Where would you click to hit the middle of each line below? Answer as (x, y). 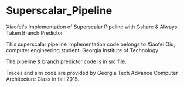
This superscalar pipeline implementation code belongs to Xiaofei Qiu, (91, 44)
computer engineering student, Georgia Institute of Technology (82, 50)
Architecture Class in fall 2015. (43, 79)
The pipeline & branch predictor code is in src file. (67, 61)
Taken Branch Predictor (35, 32)
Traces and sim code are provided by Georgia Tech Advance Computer (92, 72)
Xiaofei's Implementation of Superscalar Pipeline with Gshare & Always (92, 27)
